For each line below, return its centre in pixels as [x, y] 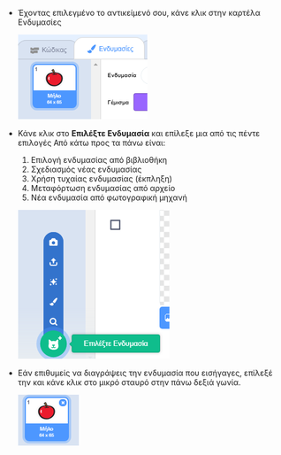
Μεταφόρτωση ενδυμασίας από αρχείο [103, 188]
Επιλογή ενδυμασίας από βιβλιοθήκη [99, 160]
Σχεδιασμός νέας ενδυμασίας [86, 169]
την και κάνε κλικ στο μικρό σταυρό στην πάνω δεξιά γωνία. [129, 382]
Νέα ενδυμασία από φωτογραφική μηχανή [109, 197]
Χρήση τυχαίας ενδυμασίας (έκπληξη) [101, 179]
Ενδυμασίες [39, 22]
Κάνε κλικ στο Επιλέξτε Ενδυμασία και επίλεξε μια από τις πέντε [139, 133]
